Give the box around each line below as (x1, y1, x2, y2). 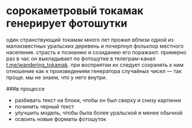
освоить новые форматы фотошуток (14, 115, 106, 122)
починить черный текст (14, 103, 74, 110)
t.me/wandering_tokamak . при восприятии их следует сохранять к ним (6, 61, 184, 68)
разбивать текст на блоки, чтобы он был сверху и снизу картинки (14, 96, 181, 104)
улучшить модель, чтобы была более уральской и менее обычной (14, 109, 183, 116)
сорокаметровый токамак (6, 4, 144, 18)
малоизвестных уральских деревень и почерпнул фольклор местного (6, 42, 184, 50)
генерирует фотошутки (6, 17, 128, 30)
